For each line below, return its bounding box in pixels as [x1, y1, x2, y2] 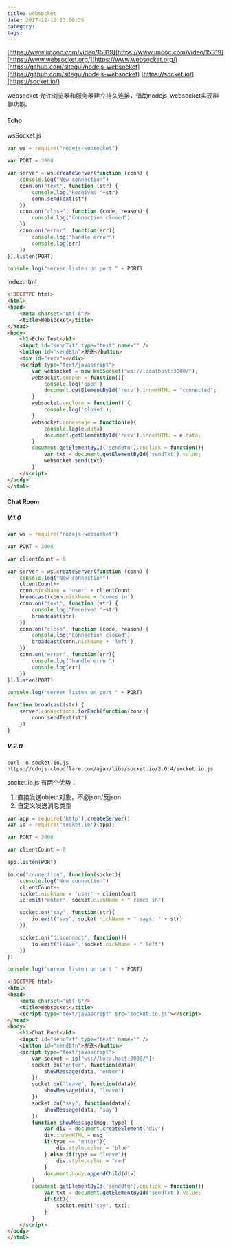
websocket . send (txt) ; [43, 457, 107, 464]
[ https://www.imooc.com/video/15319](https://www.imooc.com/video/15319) [7, 48, 224, 56]
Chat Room [7, 498, 40, 506]
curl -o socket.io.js [7, 759, 69, 766]
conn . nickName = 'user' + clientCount [19, 587, 131, 594]
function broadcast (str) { [7, 702, 85, 708]
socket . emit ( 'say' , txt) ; [56, 1202, 131, 1209]
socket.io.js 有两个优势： [7, 778, 78, 786]
